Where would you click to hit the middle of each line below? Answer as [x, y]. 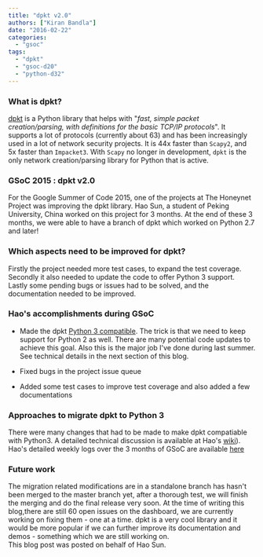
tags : [17, 52]
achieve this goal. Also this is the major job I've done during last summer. [137, 347]
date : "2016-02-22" [40, 30]
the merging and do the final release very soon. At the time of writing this [126, 503]
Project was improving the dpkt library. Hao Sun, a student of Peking [119, 206]
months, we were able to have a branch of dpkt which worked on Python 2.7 [131, 223]
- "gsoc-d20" [37, 67]
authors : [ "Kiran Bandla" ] [52, 23]
